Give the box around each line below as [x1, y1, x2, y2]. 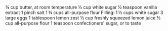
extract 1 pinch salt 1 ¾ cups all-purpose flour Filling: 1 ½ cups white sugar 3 [5, 9, 163, 15]
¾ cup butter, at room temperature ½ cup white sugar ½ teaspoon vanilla [5, 4, 157, 10]
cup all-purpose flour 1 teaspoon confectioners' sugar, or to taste [5, 20, 141, 26]
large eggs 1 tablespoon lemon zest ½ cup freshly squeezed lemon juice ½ [5, 15, 161, 20]
